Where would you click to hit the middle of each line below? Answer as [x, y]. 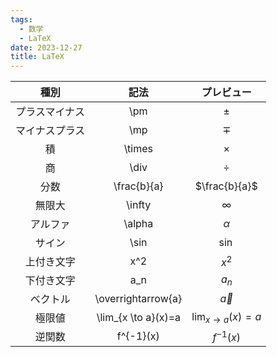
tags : [21, 19]
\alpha [138, 224]
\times [138, 149]
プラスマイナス [50, 112]
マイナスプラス [50, 131]
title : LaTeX [37, 57]
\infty [139, 205]
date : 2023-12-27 [46, 47]
